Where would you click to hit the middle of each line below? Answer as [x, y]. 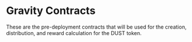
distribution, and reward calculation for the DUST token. [74, 33]
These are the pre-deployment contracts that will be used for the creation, [97, 27]
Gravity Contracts [51, 11]
